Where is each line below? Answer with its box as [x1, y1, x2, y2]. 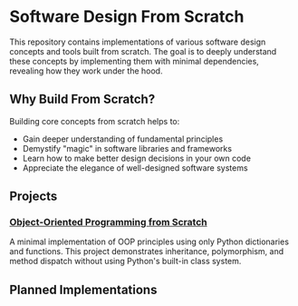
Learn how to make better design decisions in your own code [22, 153, 252, 163]
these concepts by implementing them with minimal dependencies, [9, 55, 260, 66]
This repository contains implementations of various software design [9, 36, 266, 47]
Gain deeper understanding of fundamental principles [22, 133, 224, 144]
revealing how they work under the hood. [9, 65, 163, 76]
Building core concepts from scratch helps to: [9, 115, 180, 126]
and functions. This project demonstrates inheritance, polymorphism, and [9, 246, 284, 257]
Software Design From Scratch [9, 6, 245, 27]
